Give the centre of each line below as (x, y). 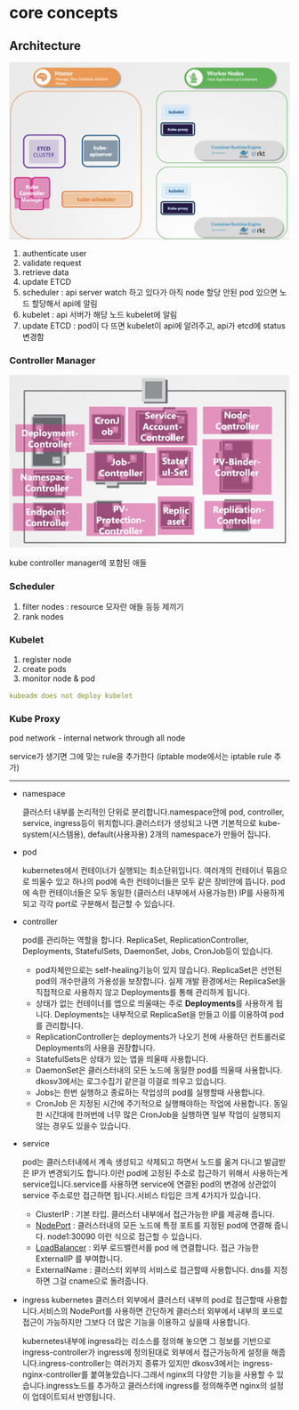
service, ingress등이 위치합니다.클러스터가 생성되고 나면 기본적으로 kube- (151, 822)
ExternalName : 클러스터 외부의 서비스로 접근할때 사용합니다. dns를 (153, 1269)
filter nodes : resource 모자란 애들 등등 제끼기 (103, 607)
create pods (44, 669)
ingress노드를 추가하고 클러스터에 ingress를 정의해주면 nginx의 (157, 1385)
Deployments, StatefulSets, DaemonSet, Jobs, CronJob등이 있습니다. (147, 951)
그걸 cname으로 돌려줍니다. (100, 1281)
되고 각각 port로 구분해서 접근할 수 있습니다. (98, 904)
